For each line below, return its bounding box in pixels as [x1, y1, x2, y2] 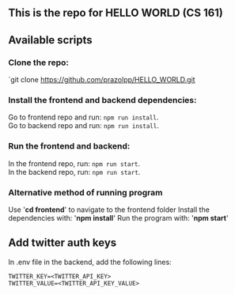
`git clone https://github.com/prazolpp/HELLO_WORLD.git [8, 75, 195, 85]
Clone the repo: [8, 57, 70, 68]
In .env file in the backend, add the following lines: [8, 257, 172, 267]
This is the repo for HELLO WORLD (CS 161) [8, 6, 224, 20]
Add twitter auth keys [8, 236, 117, 250]
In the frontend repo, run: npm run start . [8, 158, 141, 168]
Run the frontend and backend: [8, 141, 131, 152]
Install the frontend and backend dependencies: [8, 95, 197, 105]
